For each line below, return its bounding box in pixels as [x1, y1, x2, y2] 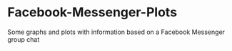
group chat [7, 35, 40, 43]
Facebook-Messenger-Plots [7, 4, 177, 21]
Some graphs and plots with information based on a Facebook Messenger [7, 28, 226, 36]
